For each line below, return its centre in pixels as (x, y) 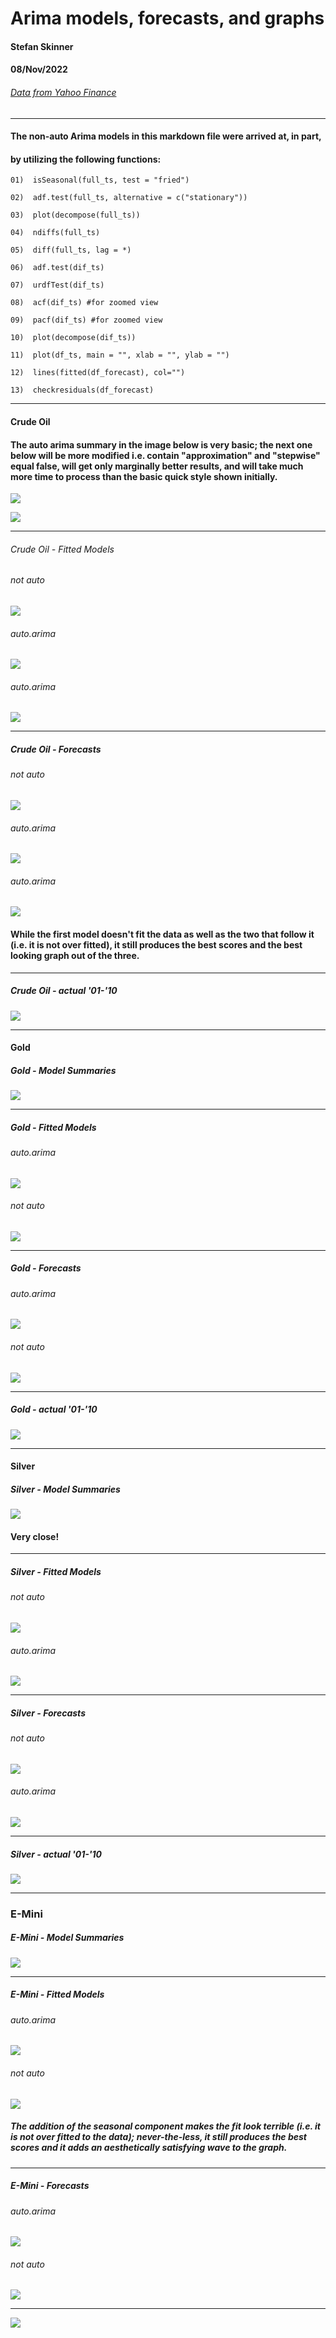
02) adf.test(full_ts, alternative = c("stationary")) (129, 198)
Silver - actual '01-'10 (56, 1854)
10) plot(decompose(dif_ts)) (73, 338)
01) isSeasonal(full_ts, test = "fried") (100, 180)
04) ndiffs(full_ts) (55, 233)
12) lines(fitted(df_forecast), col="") (98, 373)
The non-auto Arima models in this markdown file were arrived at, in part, (166, 136)
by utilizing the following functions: (86, 159)
